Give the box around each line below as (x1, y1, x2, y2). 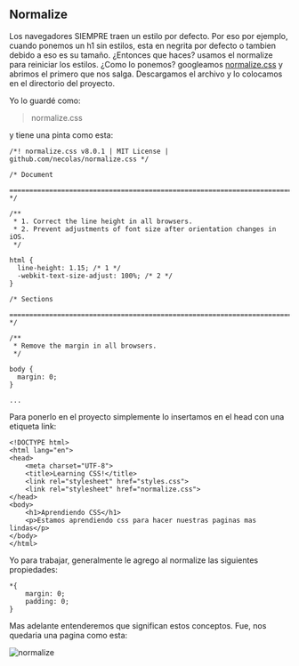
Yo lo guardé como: (9, 95, 82, 106)
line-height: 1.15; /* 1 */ (17, 263, 122, 272)
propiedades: (9, 564, 58, 574)
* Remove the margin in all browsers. (12, 341, 158, 350)
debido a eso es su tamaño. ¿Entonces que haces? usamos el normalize (9, 49, 273, 60)
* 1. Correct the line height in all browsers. (12, 217, 193, 226)
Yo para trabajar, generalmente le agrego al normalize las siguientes (9, 555, 259, 566)
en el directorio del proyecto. (9, 77, 116, 88)
